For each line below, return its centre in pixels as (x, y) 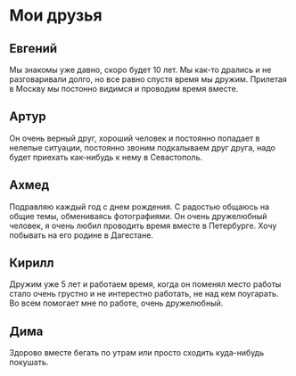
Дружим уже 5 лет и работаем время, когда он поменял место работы (145, 284)
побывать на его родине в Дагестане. (82, 235)
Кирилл (32, 263)
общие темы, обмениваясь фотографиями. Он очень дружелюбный (138, 216)
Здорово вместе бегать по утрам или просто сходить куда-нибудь (137, 353)
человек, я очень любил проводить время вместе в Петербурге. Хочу (143, 225)
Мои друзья (56, 16)
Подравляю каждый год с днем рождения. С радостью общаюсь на (140, 207)
